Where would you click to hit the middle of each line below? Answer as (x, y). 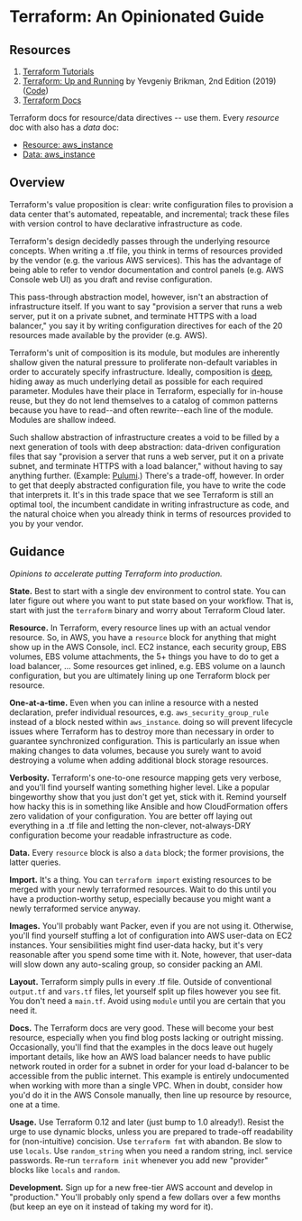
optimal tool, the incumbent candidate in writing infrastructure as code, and (149, 504)
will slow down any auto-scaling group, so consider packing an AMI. (136, 964)
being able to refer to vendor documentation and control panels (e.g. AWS (146, 270)
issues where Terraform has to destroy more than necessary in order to (142, 731)
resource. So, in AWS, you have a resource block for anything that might (143, 637)
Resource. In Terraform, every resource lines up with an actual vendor (140, 628)
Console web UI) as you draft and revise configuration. (111, 279)
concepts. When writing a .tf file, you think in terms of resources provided (146, 251)
